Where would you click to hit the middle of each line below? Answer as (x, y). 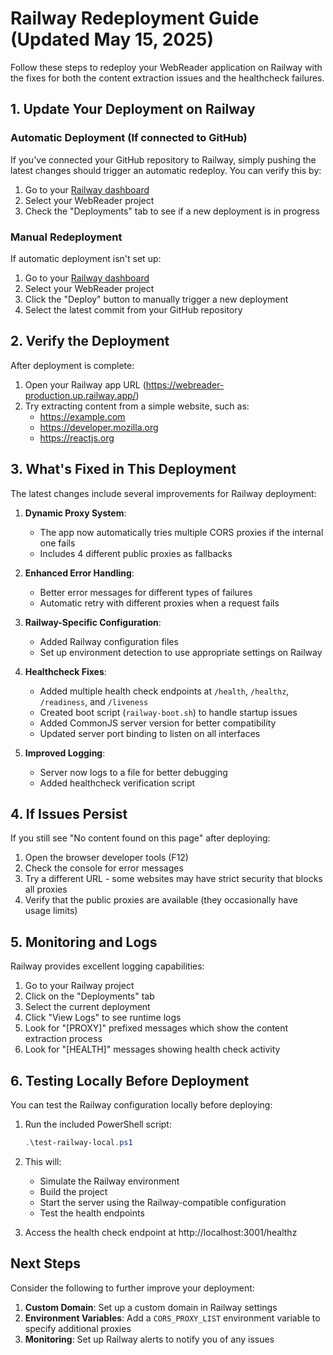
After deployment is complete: (72, 365)
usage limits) (51, 911)
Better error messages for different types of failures (146, 592)
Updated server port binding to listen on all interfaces (150, 733)
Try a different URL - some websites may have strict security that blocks (173, 879)
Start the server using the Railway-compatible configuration (163, 1202)
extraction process (63, 1039)
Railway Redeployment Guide (135, 18)
